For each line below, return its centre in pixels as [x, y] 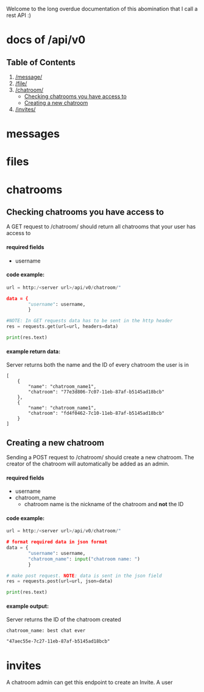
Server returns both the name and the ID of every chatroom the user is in [97, 365]
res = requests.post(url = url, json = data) [60, 581]
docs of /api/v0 [46, 40]
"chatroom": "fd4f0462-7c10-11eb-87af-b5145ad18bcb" [97, 414]
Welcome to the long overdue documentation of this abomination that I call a [102, 9]
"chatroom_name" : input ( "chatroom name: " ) [84, 559]
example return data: [33, 351]
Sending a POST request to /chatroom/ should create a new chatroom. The [100, 457]
